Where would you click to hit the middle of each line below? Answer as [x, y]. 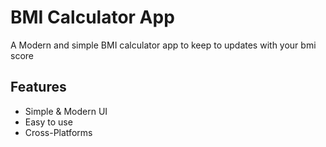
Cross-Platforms [58, 132]
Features [38, 87]
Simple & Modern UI [66, 111]
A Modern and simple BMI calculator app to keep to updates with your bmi [163, 45]
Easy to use [48, 122]
